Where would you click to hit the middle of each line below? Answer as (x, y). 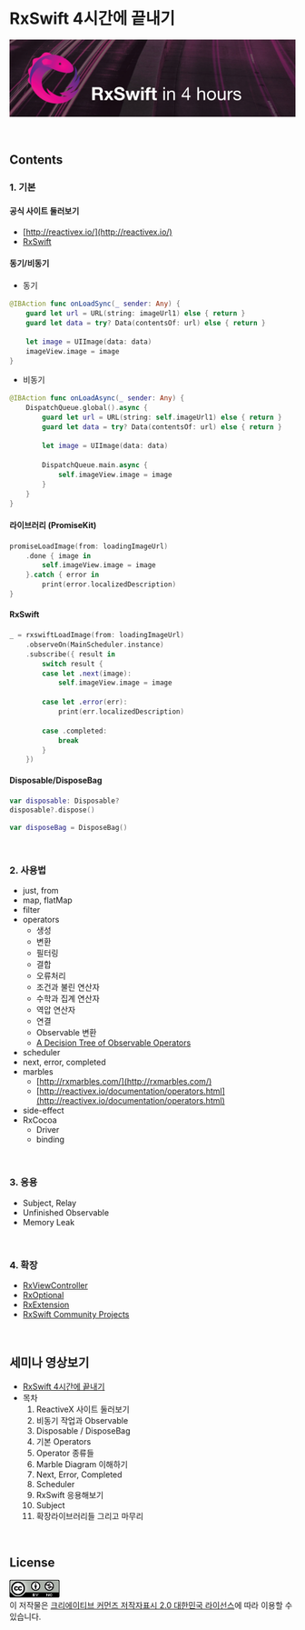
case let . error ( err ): (85, 702)
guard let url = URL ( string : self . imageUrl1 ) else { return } (162, 417)
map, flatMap (47, 900)
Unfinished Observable (66, 1212)
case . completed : (74, 731)
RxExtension (46, 1305)
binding (50, 1140)
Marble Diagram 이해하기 (82, 1464)
